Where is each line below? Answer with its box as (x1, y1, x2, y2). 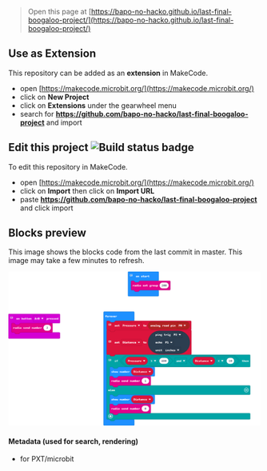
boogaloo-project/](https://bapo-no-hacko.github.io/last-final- (27, 15, 234, 25)
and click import (19, 203, 74, 213)
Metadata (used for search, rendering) (8, 436, 138, 446)
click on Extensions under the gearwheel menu (19, 100, 177, 110)
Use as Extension (8, 47, 97, 61)
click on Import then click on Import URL (19, 186, 155, 195)
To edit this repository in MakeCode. (8, 162, 128, 171)
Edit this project (8, 141, 89, 154)
